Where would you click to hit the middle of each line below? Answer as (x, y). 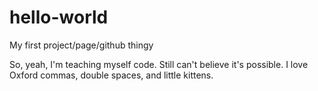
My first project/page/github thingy (81, 45)
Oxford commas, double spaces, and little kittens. (111, 75)
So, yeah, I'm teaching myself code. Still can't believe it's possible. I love (159, 64)
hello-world (59, 17)
